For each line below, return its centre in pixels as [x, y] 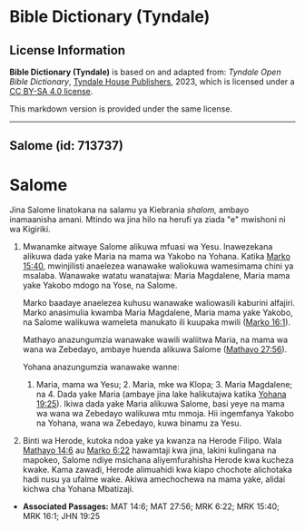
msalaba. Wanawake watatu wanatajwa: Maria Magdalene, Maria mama [156, 276]
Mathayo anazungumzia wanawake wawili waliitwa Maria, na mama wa [155, 340]
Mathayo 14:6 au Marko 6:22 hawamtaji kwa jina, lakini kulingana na [149, 450]
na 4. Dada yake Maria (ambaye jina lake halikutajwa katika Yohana [161, 394]
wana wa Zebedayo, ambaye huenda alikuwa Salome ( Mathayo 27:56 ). [155, 349]
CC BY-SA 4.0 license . [51, 91]
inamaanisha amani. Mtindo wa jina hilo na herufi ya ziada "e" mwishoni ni [148, 220]
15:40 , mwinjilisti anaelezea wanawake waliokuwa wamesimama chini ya [158, 266]
